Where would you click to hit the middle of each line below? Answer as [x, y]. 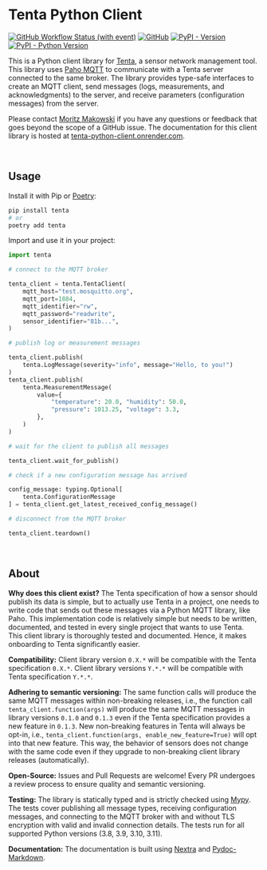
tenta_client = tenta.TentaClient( [67, 284]
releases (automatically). [49, 760]
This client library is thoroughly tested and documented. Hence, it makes [128, 635]
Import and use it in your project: [62, 241]
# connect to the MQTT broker [59, 269]
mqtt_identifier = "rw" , [60, 306]
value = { [49, 395]
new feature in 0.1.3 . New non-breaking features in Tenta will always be [127, 726]
